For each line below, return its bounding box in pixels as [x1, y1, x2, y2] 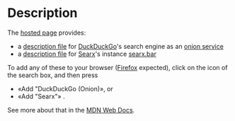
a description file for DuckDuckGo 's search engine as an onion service [17, 42, 224, 50]
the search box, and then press [7, 71, 98, 79]
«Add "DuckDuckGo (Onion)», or [17, 84, 113, 93]
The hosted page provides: [7, 28, 86, 37]
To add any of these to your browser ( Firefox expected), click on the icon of [7, 63, 228, 71]
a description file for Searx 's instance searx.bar [17, 50, 157, 58]
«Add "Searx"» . [17, 92, 65, 100]
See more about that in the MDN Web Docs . [7, 105, 135, 114]
